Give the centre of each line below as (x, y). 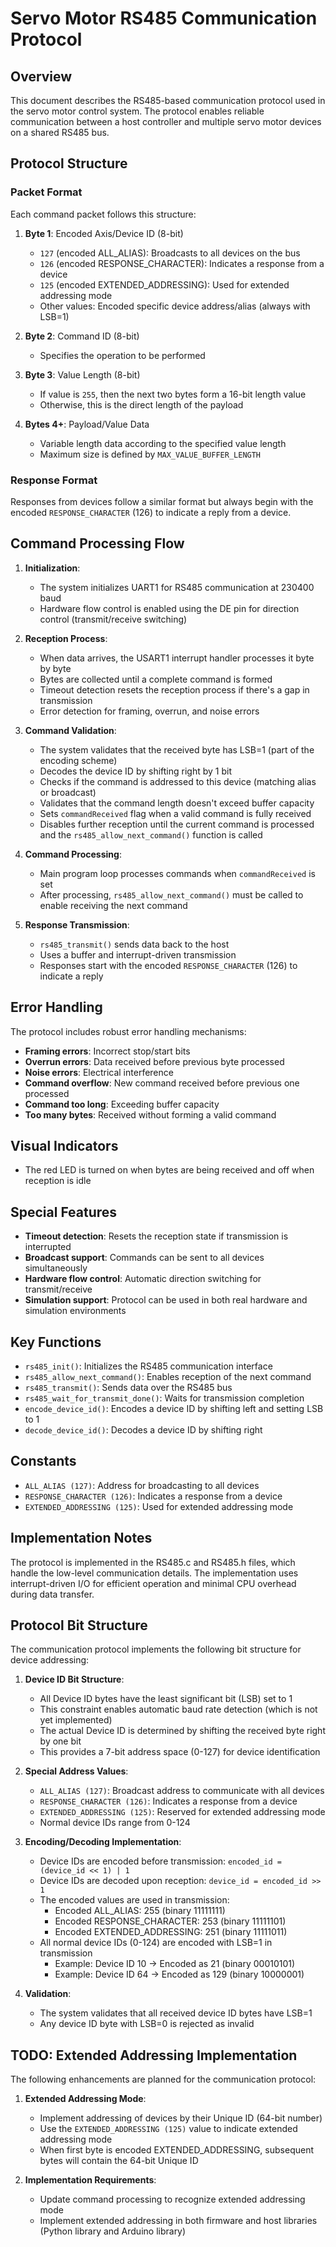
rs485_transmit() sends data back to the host (134, 944)
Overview (41, 76)
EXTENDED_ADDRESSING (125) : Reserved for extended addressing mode (182, 1812)
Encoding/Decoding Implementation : (103, 1842)
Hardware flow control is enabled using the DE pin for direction (169, 608)
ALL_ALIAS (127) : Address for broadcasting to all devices (142, 1485)
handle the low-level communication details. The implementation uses (154, 1573)
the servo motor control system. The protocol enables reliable (137, 111)
